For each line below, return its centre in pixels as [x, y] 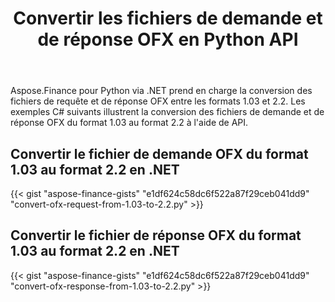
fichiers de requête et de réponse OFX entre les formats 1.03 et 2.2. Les [158, 101]
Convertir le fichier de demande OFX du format [159, 153]
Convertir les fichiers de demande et [168, 18]
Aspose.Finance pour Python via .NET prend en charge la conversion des [161, 91]
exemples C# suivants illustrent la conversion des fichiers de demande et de [167, 112]
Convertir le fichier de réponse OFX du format [156, 235]
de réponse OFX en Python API [168, 39]
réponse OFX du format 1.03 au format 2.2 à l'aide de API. [129, 123]
